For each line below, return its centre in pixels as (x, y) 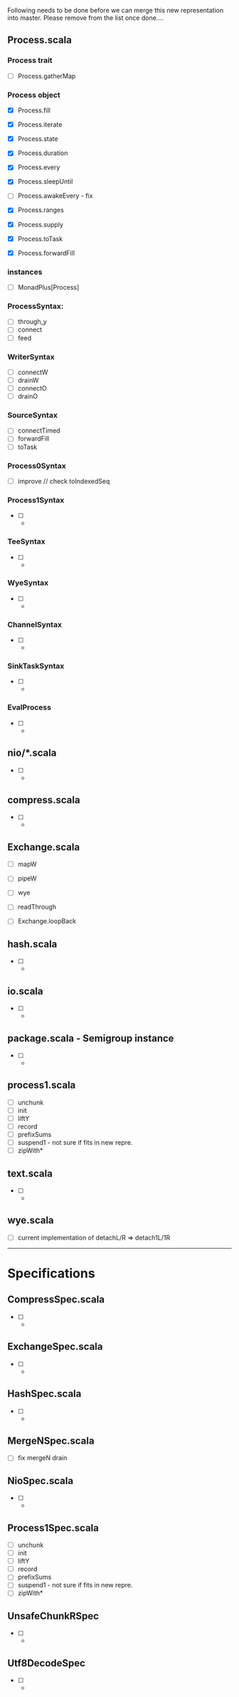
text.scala (30, 1173)
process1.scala (42, 1085)
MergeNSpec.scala (51, 1440)
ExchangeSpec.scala (55, 1347)
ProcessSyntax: (36, 307)
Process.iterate (40, 125)
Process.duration (43, 153)
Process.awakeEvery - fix (55, 196)
